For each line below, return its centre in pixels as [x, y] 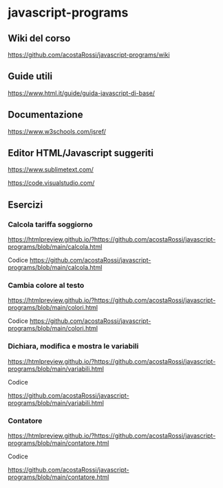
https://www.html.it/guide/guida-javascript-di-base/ [82, 93]
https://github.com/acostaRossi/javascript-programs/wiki [89, 55]
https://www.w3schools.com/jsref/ [57, 131]
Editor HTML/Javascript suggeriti [81, 153]
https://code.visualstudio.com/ [51, 183]
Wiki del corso [39, 38]
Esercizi [25, 205]
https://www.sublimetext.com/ [51, 170]
